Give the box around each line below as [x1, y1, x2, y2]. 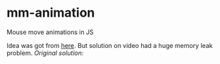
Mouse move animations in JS [6, 28, 94, 36]
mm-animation [6, 5, 95, 21]
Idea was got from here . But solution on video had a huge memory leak [6, 41, 213, 49]
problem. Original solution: [6, 49, 84, 57]
